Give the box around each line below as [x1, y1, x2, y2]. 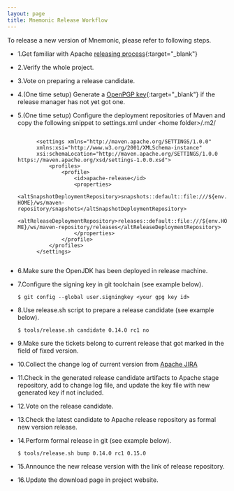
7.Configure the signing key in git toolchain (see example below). [17, 280, 204, 288]
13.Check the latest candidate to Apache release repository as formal [17, 415, 217, 423]
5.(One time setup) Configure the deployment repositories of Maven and [17, 111, 226, 119]
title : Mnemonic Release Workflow [7, 17, 108, 24]
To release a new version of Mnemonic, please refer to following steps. [7, 36, 212, 44]
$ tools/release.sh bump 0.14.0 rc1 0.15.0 [17, 450, 147, 457]
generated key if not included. [17, 388, 104, 397]
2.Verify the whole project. [17, 63, 94, 71]
